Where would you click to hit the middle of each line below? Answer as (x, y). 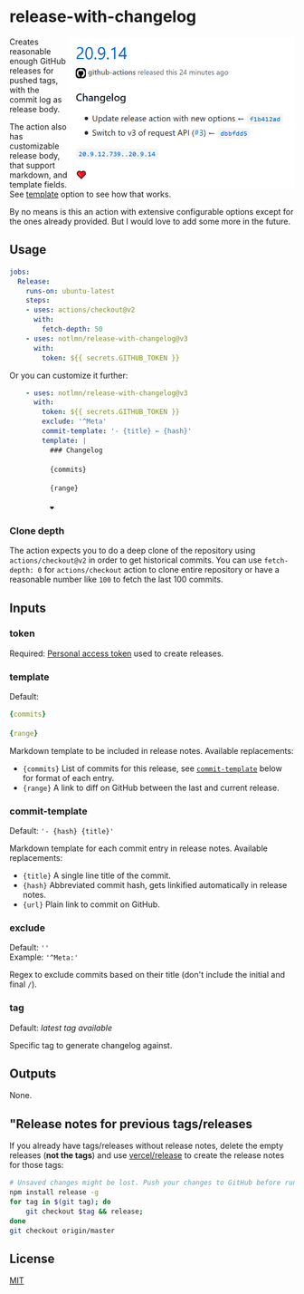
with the (24, 90)
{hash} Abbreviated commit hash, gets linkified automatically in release (155, 885)
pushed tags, (34, 80)
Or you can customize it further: (69, 375)
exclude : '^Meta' (74, 422)
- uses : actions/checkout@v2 (81, 310)
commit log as (36, 99)
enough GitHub (38, 61)
